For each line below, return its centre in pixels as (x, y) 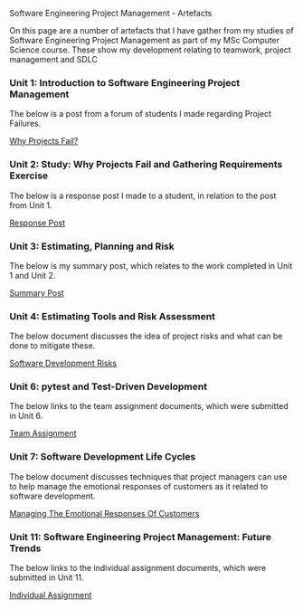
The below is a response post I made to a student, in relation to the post (143, 195)
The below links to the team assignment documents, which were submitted (149, 406)
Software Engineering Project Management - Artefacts (111, 13)
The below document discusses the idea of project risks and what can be (146, 336)
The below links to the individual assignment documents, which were (138, 568)
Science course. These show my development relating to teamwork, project (150, 50)
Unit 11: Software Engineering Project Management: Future (140, 537)
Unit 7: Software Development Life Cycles (103, 457)
